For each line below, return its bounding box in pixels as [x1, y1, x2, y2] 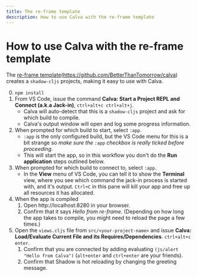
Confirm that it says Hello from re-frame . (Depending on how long [23, 208, 184, 215]
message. [23, 265, 48, 272]
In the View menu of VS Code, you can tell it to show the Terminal [23, 170, 185, 177]
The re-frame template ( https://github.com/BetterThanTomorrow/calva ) [6, 71, 178, 78]
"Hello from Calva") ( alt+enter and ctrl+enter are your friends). [23, 252, 183, 259]
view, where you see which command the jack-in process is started [23, 177, 188, 184]
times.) [23, 220, 41, 227]
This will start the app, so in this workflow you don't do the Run [23, 151, 178, 159]
